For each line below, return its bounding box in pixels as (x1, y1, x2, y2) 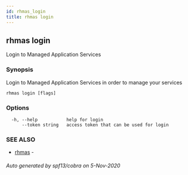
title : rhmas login (6, 14, 54, 20)
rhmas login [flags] (6, 90, 57, 96)
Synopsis (6, 65, 33, 73)
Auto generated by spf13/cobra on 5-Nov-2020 (6, 162, 121, 169)
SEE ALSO (6, 135, 36, 143)
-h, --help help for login (11, 117, 104, 123)
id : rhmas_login (6, 8, 46, 15)
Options (6, 103, 29, 111)
